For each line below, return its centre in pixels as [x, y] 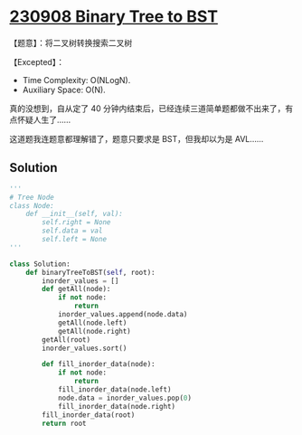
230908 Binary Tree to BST [114, 17]
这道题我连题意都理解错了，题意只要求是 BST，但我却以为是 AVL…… [137, 138]
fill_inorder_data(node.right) [117, 406]
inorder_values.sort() [85, 348]
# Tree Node [32, 197]
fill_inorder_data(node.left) [114, 390]
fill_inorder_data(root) [89, 415]
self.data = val [72, 231]
